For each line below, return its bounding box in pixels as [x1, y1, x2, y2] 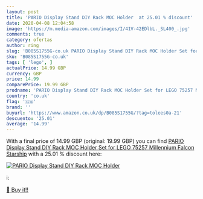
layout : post [6, 8, 39, 15]
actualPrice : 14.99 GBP [6, 65, 66, 71]
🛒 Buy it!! [6, 186, 29, 194]
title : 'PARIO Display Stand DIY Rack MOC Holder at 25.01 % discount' [6, 14, 193, 21]
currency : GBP [6, 71, 42, 77]
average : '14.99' [6, 121, 50, 127]
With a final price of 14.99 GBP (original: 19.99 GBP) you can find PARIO [6, 137, 184, 145]
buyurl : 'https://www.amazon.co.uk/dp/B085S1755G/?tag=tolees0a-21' [6, 110, 182, 116]
